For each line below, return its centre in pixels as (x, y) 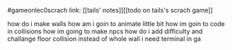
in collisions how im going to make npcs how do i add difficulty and (105, 31)
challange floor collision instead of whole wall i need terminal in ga (104, 39)
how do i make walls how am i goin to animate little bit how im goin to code (116, 24)
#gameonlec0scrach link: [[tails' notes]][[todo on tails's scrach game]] (110, 10)
